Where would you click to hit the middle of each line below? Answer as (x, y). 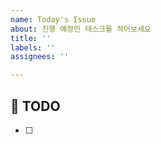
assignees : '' (40, 57)
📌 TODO (35, 106)
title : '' (31, 38)
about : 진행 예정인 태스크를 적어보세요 (81, 29)
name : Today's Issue (53, 19)
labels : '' (33, 47)
